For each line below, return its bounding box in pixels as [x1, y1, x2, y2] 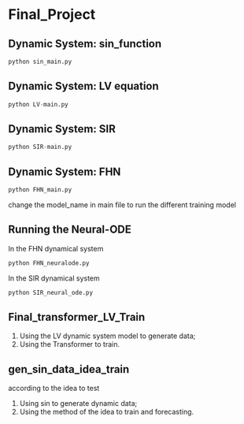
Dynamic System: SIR [8, 122, 116, 136]
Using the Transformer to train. [19, 340, 120, 349]
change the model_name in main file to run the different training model [8, 199, 236, 210]
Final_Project [8, 6, 96, 24]
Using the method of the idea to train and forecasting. [19, 407, 194, 417]
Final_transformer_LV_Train [8, 310, 146, 324]
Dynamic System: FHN [8, 165, 121, 178]
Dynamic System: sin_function [8, 37, 162, 50]
